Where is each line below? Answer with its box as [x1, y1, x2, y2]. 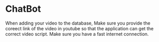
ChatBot [5, 3, 41, 15]
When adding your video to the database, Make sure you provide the [5, 20, 150, 26]
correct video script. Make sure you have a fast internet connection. [5, 31, 149, 37]
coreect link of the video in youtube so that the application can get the [5, 25, 154, 31]
